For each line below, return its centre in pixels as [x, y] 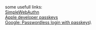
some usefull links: [24, 7]
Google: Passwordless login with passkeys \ [48, 22]
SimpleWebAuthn [22, 12]
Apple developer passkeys [32, 17]
